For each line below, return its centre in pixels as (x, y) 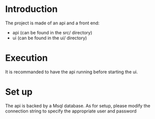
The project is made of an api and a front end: (52, 23)
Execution (26, 58)
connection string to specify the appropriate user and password (71, 111)
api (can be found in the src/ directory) (52, 32)
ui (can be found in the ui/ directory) (50, 38)
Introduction (31, 9)
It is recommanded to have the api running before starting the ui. (71, 72)
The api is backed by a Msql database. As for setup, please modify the (78, 106)
